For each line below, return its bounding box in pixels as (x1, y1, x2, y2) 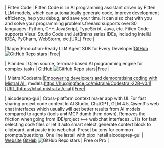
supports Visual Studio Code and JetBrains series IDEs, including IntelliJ (5, 31, 152, 37)
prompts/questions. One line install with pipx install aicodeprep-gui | (5, 132, 144, 138)
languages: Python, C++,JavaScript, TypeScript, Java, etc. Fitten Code (5, 26, 149, 32)
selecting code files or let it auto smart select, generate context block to (5, 121, 151, 127)
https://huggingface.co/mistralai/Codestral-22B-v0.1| (44, 80, 152, 86)
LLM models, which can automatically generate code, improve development (5, 10, 159, 16)
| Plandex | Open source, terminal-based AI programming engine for (5, 61, 143, 66)
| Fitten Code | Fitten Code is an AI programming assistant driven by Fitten (5, 5, 156, 10)
